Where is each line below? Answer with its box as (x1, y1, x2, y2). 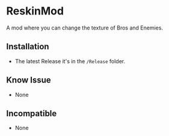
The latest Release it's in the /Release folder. (14, 57, 125, 64)
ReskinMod (6, 4, 64, 18)
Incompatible (6, 108, 57, 119)
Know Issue (6, 75, 51, 85)
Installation (6, 42, 49, 52)
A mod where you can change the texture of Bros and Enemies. (6, 24, 164, 31)
